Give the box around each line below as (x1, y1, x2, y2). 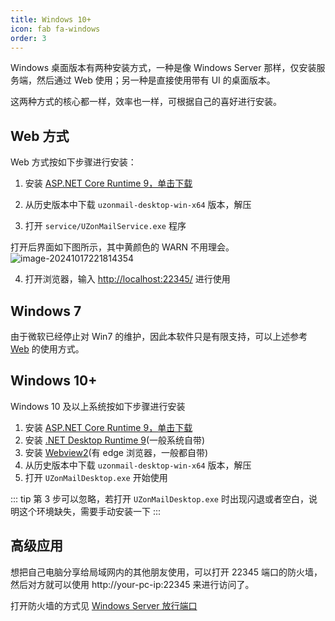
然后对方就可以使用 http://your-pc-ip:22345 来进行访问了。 (10, 578, 255, 590)
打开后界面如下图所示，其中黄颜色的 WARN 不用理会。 (10, 241, 235, 253)
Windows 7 (10, 302, 82, 320)
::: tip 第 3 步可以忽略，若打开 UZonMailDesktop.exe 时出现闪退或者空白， (10, 492, 309, 505)
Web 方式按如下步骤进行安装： (10, 156, 137, 168)
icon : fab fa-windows (10, 24, 101, 34)
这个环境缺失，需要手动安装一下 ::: (18, 505, 162, 517)
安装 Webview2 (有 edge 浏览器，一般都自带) (24, 446, 209, 458)
